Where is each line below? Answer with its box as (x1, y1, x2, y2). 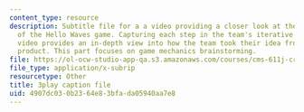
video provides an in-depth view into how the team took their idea (17, 38, 281, 48)
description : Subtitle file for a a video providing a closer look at (9, 22, 281, 31)
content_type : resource (9, 13, 100, 23)
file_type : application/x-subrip (9, 64, 136, 73)
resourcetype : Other (9, 72, 88, 81)
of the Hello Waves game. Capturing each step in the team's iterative (17, 30, 294, 39)
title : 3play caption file (9, 80, 111, 89)
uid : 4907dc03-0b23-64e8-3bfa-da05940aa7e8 (9, 89, 176, 98)
